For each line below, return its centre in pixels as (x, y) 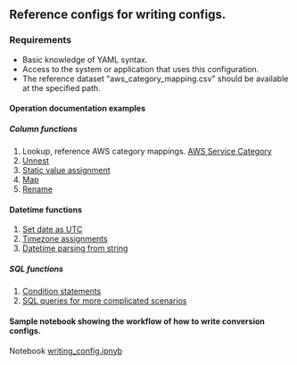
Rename (37, 189)
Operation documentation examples (78, 108)
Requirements (41, 40)
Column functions (43, 129)
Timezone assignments (65, 239)
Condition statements (62, 291)
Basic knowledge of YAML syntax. (85, 59)
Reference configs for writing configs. (118, 15)
